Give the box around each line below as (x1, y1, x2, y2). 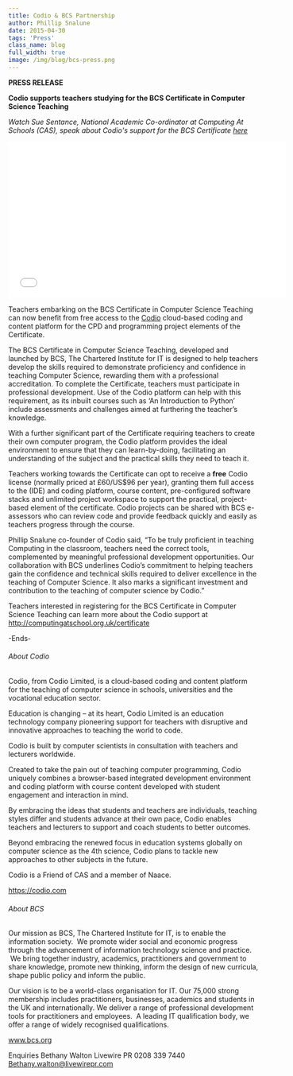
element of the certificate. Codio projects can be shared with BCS (30, 503, 246, 512)
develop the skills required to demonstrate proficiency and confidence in (8, 362, 246, 371)
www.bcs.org (8, 1035, 52, 1045)
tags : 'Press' (8, 33, 56, 42)
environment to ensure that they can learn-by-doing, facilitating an (8, 445, 226, 454)
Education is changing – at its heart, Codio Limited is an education (8, 709, 225, 718)
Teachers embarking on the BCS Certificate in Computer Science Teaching (8, 304, 254, 314)
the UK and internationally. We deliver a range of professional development (8, 1003, 254, 1012)
